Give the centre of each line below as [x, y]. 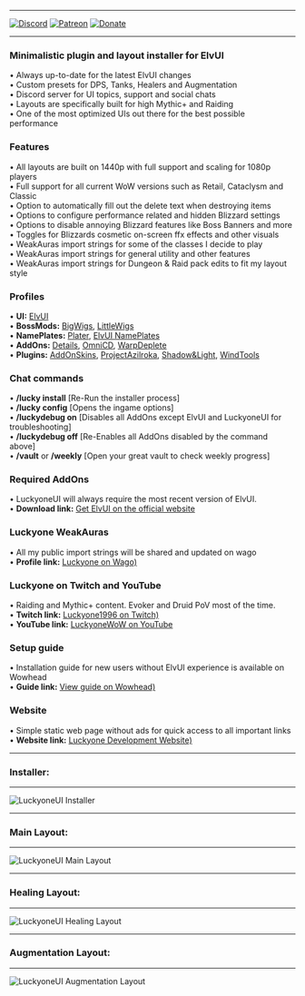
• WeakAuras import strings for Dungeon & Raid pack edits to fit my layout [148, 263]
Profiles [27, 296]
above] [23, 447]
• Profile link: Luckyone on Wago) [74, 562]
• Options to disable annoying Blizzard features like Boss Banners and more [151, 224]
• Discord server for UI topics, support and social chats [113, 94]
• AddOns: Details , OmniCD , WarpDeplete [88, 345]
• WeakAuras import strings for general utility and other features [130, 253]
